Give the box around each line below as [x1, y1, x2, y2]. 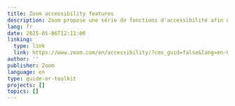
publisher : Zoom [7, 62, 55, 69]
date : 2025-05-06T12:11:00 [7, 29, 86, 37]
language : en [7, 68, 45, 75]
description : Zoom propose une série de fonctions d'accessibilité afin [7, 17, 224, 24]
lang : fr [7, 23, 33, 30]
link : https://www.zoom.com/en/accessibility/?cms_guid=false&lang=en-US [13, 50, 233, 56]
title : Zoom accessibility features [7, 10, 114, 17]
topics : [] [7, 88, 39, 95]
